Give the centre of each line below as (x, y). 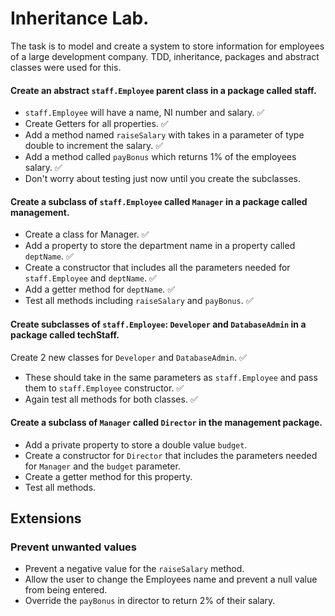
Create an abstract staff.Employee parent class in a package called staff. (163, 90)
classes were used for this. (66, 67)
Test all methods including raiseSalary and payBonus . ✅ (139, 301)
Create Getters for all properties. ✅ (96, 124)
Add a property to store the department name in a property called (160, 246)
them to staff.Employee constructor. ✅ (104, 388)
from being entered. (66, 590)
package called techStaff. (65, 334)
